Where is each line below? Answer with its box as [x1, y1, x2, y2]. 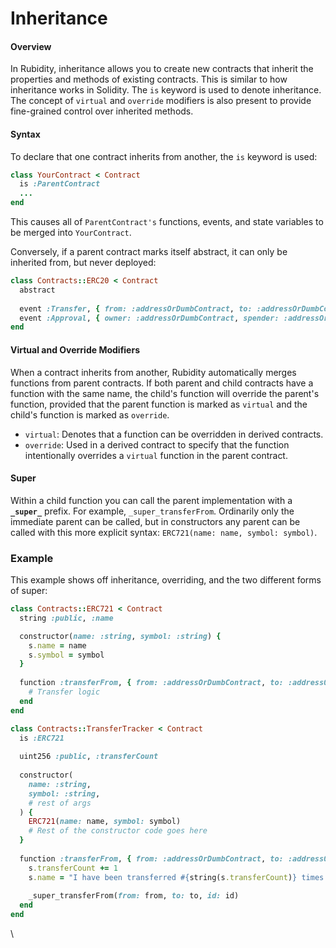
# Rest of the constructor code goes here [28, 826, 208, 836]
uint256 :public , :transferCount [19, 752, 159, 762]
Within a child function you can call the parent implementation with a [10, 494, 293, 506]
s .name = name [28, 640, 87, 651]
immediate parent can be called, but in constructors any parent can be [10, 515, 301, 527]
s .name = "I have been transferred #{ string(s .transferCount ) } [28, 872, 298, 882]
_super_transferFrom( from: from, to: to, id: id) [28, 891, 240, 901]
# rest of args [28, 798, 92, 808]
